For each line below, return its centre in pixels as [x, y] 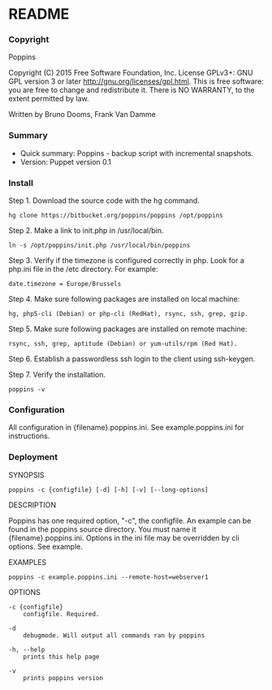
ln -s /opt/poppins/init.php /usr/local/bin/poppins [99, 246]
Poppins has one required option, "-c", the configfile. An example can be [130, 520]
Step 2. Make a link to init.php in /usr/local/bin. [86, 231]
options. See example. [45, 546]
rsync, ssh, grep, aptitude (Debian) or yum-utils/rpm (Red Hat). [123, 344]
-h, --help [27, 649]
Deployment [33, 457]
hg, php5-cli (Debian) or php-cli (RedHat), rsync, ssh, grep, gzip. [129, 314]
